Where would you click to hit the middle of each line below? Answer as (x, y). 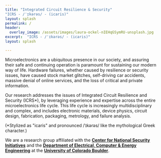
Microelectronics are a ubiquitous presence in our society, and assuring (77, 60)
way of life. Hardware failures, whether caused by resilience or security (77, 70)
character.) (16, 131)
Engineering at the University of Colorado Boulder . (57, 150)
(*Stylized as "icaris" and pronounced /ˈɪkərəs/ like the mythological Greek (80, 125)
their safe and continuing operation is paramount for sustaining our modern (81, 65)
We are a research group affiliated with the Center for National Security (78, 140)
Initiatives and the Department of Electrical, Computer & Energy (71, 145)
